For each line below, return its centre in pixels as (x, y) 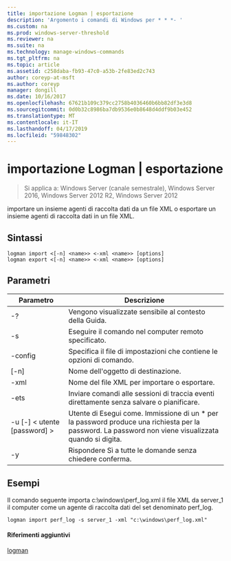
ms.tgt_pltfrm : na (33, 59)
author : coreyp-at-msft (41, 77)
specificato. (87, 340)
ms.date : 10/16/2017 (37, 97)
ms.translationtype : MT (41, 116)
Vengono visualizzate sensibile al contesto (137, 312)
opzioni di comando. (101, 360)
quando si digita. (95, 439)
